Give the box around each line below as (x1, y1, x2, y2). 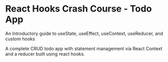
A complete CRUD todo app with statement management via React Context (5, 45, 163, 51)
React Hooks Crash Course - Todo (5, 3, 152, 15)
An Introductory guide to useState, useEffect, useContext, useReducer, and (5, 30, 163, 36)
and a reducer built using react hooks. (5, 51, 85, 57)
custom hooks (5, 36, 35, 42)
